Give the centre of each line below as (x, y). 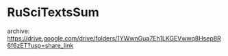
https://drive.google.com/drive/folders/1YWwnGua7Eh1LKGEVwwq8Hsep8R (114, 38)
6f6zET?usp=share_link (40, 45)
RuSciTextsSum (53, 12)
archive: (18, 31)
